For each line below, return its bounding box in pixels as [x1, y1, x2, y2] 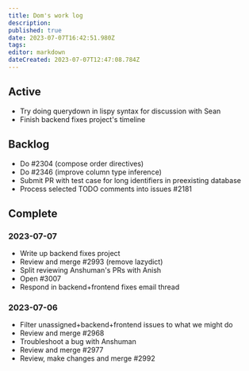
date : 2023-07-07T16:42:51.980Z [8, 33, 115, 42]
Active [8, 85, 41, 99]
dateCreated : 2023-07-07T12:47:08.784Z [8, 56, 140, 64]
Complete [8, 207, 58, 220]
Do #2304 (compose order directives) [19, 159, 144, 168]
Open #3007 [19, 274, 62, 284]
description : [8, 19, 52, 27]
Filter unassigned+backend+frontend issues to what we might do [19, 320, 233, 330]
